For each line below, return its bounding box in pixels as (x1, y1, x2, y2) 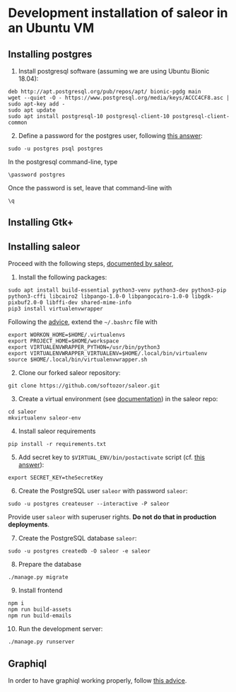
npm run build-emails (8, 612, 72, 620)
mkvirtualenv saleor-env (8, 415, 81, 422)
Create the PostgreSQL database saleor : (18, 534, 137, 543)
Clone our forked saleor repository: (18, 369, 121, 377)
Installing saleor (8, 241, 81, 253)
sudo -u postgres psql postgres (8, 145, 103, 152)
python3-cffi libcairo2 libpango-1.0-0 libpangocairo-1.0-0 (8, 293, 189, 300)
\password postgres (8, 171, 66, 178)
